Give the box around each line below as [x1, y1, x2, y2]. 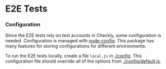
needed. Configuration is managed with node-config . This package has [5, 38, 154, 44]
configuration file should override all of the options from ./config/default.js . [5, 58, 161, 64]
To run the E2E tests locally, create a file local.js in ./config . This [5, 53, 142, 59]
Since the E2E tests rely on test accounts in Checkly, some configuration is [5, 32, 161, 38]
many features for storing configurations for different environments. [5, 43, 147, 49]
